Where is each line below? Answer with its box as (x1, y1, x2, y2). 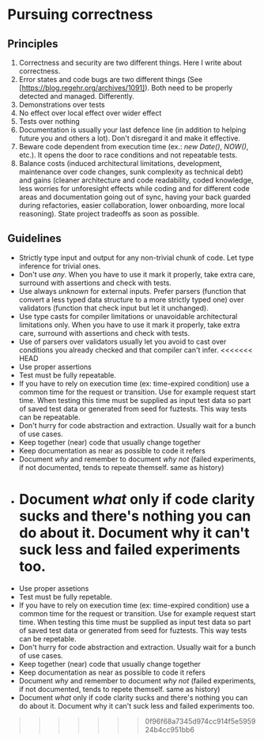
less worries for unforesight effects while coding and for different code (18, 184, 250, 193)
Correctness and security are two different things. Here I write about (18, 58, 242, 67)
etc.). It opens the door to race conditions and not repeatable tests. (18, 150, 238, 160)
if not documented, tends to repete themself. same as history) (18, 684, 221, 694)
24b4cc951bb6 (145, 724, 195, 734)
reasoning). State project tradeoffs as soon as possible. (18, 209, 200, 218)
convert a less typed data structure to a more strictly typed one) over (18, 295, 244, 304)
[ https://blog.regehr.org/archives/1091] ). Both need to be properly (18, 83, 233, 92)
